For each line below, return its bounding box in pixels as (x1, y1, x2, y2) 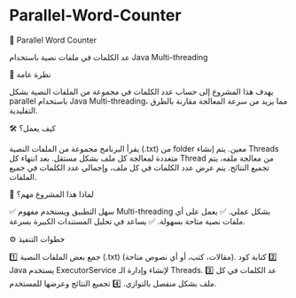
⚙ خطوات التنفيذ (9, 233, 66, 244)
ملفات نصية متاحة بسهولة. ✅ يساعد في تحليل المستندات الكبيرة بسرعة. (9, 216, 245, 226)
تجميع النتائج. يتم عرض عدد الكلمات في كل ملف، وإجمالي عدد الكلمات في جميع (9, 161, 270, 173)
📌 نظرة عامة (9, 68, 51, 80)
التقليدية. (9, 105, 38, 115)
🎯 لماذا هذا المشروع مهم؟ (9, 188, 95, 200)
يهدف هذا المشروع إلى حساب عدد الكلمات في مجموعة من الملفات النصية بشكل (9, 86, 274, 97)
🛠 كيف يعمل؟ (9, 122, 56, 133)
